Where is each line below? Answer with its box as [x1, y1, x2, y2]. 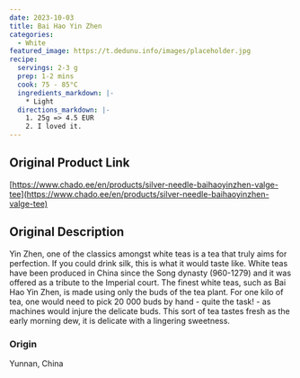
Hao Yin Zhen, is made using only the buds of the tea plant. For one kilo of [9, 286, 284, 297]
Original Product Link [9, 155, 130, 171]
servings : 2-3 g [17, 64, 78, 73]
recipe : [9, 55, 39, 64]
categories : [9, 30, 54, 39]
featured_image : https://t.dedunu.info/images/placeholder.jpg [9, 47, 251, 56]
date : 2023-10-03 [9, 13, 75, 22]
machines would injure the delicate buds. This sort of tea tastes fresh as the [9, 305, 290, 316]
